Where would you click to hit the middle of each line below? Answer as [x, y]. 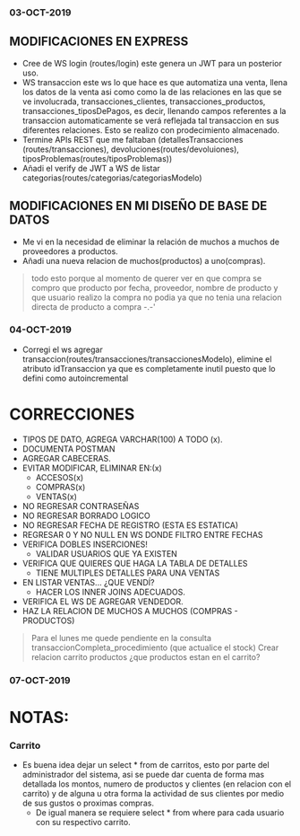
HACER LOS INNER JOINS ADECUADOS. [111, 592]
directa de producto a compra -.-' [93, 306]
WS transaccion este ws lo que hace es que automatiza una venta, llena [155, 82]
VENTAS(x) [56, 497]
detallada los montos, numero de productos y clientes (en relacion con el [157, 784]
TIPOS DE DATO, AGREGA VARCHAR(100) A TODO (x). [122, 439]
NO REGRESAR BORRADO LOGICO [86, 515]
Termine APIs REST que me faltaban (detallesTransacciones [133, 139]
